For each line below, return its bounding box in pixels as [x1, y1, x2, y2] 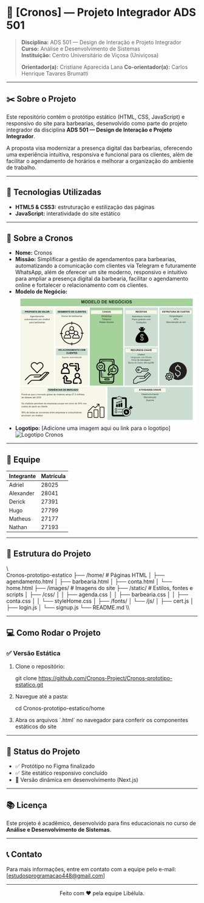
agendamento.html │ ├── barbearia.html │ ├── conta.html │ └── [6, 578, 172, 585]
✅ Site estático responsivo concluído [15, 770, 108, 777]
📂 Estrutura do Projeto [6, 549, 91, 559]
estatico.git [15, 681, 44, 689]
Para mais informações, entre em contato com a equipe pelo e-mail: [6, 865, 177, 873]
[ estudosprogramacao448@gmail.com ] [6, 872, 105, 879]
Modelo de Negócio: [15, 288, 68, 295]
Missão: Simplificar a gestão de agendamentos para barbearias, [15, 256, 177, 263]
